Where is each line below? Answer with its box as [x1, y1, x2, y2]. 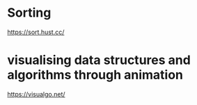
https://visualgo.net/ [7, 90, 65, 98]
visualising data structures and [7, 52, 191, 68]
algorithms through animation [7, 67, 183, 83]
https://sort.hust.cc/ [7, 28, 65, 36]
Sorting [7, 5, 52, 21]
